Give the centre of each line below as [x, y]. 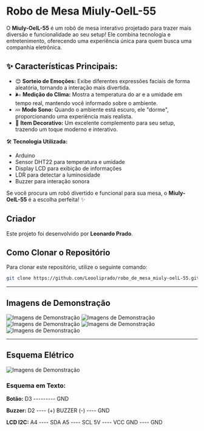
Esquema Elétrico [40, 355]
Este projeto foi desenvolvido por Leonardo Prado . [70, 233]
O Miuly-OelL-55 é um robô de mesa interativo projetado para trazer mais [99, 28]
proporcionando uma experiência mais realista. [74, 116]
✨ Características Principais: [62, 66]
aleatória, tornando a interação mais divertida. [73, 87]
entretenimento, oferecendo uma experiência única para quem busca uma [99, 41]
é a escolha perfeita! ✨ [57, 199]
